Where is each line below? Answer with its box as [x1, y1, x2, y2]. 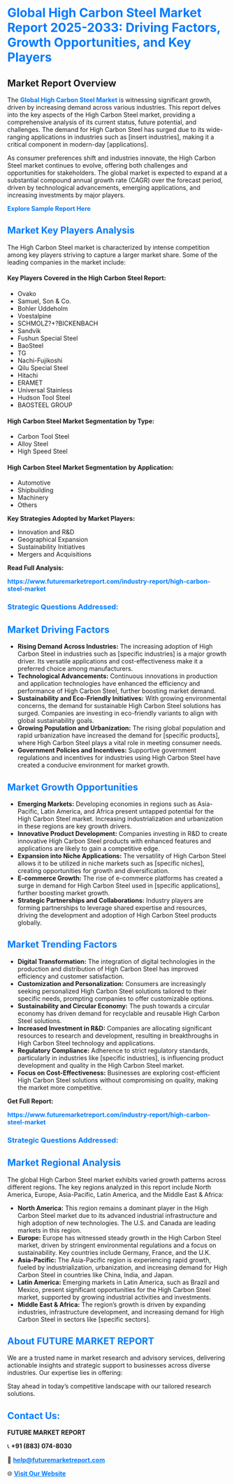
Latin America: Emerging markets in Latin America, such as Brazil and [17, 1278, 220, 1286]
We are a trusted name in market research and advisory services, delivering [7, 1353, 226, 1362]
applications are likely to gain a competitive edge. [17, 844, 161, 853]
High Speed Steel [17, 447, 68, 455]
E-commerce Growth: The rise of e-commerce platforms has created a [17, 874, 224, 882]
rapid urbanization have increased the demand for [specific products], [17, 731, 220, 740]
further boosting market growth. [17, 888, 110, 897]
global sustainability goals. [17, 717, 94, 725]
